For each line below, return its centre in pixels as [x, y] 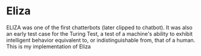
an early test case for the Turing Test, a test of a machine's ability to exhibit [100, 33]
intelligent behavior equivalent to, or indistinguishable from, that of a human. [101, 40]
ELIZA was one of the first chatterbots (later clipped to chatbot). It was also [99, 27]
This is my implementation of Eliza [49, 46]
